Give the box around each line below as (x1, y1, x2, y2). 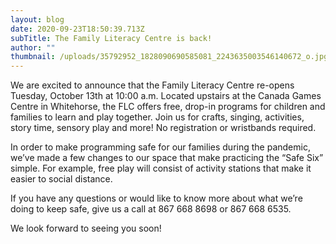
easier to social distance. (10, 173, 113, 185)
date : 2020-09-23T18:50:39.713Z (10, 24, 145, 34)
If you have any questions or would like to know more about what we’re (10, 192, 303, 205)
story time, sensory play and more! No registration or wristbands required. (10, 122, 317, 134)
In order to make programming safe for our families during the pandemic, (10, 141, 311, 153)
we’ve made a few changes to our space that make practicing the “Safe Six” (10, 152, 324, 164)
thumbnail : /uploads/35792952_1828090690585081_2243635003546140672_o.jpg (10, 52, 329, 62)
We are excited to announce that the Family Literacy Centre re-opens (10, 79, 295, 91)
